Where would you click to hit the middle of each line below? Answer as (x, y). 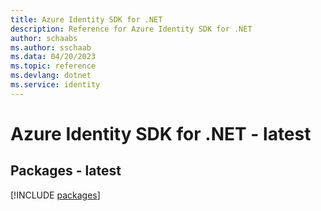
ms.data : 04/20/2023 (53, 57)
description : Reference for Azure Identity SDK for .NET (131, 29)
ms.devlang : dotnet (51, 76)
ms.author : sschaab (51, 47)
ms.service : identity (55, 85)
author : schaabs (44, 38)
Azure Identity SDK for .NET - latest (161, 133)
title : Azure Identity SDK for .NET (86, 19)
